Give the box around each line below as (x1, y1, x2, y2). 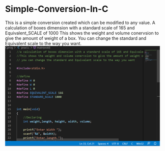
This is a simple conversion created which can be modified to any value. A (5, 20, 156, 25)
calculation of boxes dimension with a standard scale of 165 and (5, 25, 135, 30)
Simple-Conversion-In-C (5, 3, 109, 15)
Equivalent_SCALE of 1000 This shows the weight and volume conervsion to (5, 30, 159, 36)
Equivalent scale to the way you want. (5, 40, 82, 46)
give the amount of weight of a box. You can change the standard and (5, 35, 146, 41)
